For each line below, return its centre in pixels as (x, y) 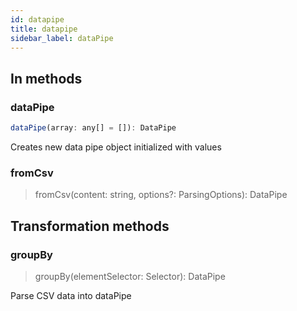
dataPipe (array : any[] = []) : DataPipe (93, 128)
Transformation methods (90, 226)
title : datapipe (44, 29)
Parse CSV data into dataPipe (71, 295)
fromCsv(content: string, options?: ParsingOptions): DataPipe (161, 195)
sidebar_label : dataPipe (62, 38)
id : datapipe (37, 19)
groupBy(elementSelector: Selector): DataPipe (130, 276)
